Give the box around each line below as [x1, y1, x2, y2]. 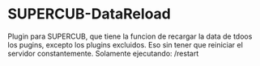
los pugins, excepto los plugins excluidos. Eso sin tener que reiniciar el [7, 39, 244, 49]
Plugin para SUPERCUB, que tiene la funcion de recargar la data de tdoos [7, 31, 253, 41]
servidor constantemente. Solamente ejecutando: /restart [7, 48, 199, 58]
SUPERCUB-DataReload [7, 5, 171, 23]
